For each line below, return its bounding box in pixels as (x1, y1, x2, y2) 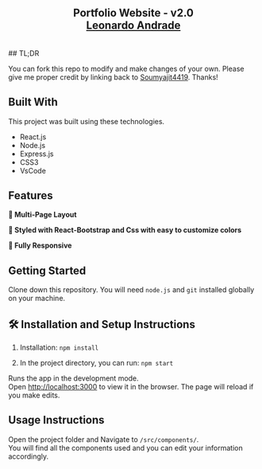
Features (8, 189, 53, 202)
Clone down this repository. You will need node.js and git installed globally (8, 285, 255, 295)
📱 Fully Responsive (8, 240, 72, 250)
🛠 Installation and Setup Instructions (8, 318, 196, 331)
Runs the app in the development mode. (8, 373, 139, 383)
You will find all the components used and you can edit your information (8, 443, 244, 452)
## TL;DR (8, 48, 40, 58)
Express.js (19, 149, 54, 158)
